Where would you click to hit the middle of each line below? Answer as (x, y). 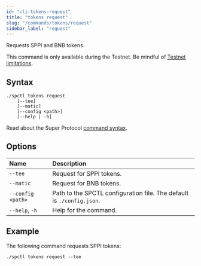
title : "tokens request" (37, 17)
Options (22, 147)
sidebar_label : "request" (38, 28)
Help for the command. (85, 210)
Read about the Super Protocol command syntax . (67, 128)
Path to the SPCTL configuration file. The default (120, 193)
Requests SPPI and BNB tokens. (45, 45)
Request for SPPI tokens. (87, 173)
